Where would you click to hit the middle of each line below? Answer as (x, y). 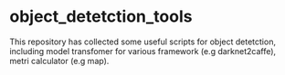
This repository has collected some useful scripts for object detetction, (143, 42)
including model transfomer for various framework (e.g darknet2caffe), (143, 51)
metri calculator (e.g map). (59, 61)
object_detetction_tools (101, 17)
